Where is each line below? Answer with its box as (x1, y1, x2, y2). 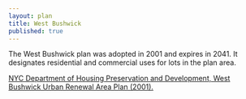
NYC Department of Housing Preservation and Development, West (8, 74, 231, 84)
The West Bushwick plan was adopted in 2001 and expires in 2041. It (8, 49, 238, 59)
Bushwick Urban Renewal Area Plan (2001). (8, 82, 154, 92)
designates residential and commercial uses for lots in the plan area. (8, 58, 237, 67)
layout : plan (8, 11, 53, 20)
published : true (8, 27, 63, 35)
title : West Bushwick (8, 19, 82, 28)
